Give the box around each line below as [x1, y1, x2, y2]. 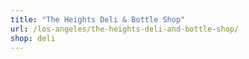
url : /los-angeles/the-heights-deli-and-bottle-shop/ [10, 24, 240, 34]
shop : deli [10, 33, 56, 43]
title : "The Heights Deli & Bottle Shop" [10, 14, 186, 25]
